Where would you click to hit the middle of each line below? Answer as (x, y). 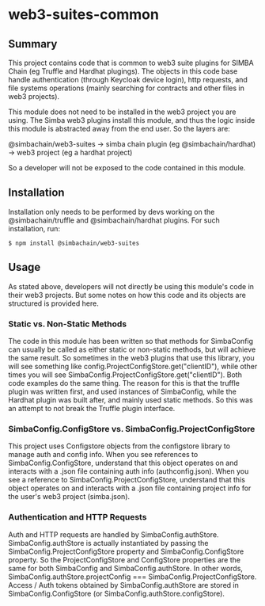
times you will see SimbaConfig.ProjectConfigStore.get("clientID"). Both (125, 375)
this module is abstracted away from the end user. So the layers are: (119, 129)
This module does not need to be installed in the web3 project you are (122, 112)
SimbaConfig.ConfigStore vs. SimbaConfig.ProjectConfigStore (132, 429)
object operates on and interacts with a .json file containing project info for (130, 488)
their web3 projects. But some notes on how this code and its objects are (127, 295)
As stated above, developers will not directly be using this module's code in (131, 286)
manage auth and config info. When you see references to (103, 455)
